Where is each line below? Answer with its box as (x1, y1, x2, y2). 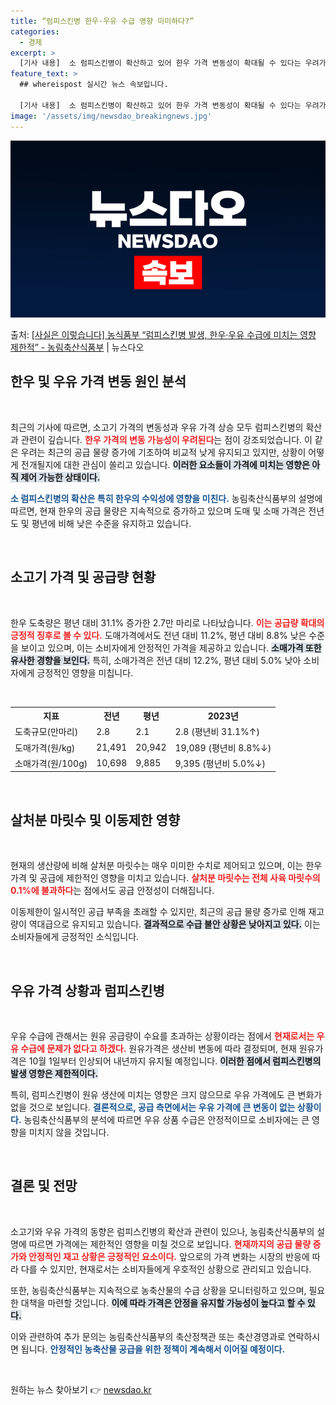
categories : (10, 26, 60, 37)
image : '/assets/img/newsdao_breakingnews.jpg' (10, 111, 213, 121)
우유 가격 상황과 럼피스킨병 (10, 982, 165, 999)
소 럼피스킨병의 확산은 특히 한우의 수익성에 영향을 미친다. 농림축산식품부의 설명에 (10, 492, 323, 504)
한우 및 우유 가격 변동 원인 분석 (10, 373, 187, 390)
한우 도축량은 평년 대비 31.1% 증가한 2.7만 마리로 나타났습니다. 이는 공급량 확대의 (10, 616, 325, 629)
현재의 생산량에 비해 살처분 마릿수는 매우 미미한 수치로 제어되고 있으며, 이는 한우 (10, 860, 323, 872)
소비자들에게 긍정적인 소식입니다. (10, 931, 140, 943)
